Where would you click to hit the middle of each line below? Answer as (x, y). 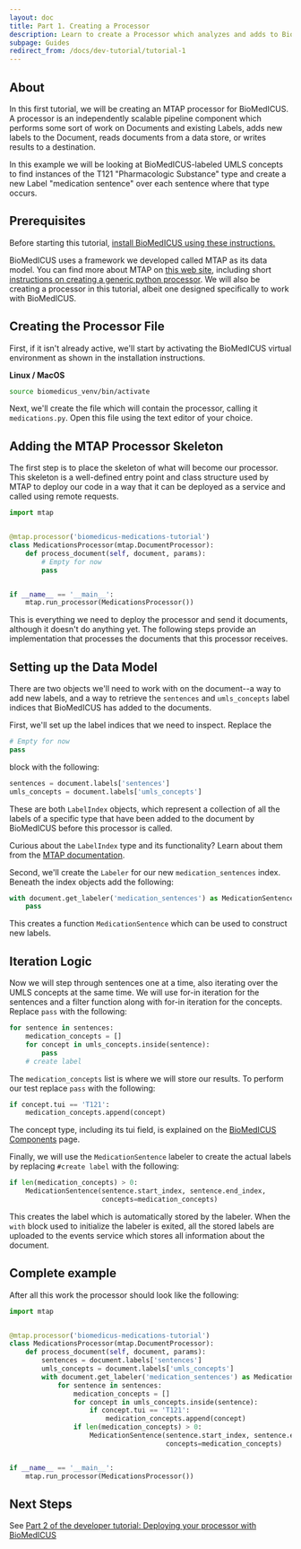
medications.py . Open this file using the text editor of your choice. (131, 418)
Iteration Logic (51, 961)
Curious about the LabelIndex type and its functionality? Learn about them (146, 845)
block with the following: (55, 767)
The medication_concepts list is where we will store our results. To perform (146, 1078)
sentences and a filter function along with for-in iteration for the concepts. (146, 1002)
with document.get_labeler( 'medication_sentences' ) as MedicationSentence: (154, 898)
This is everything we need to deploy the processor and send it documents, (149, 620)
